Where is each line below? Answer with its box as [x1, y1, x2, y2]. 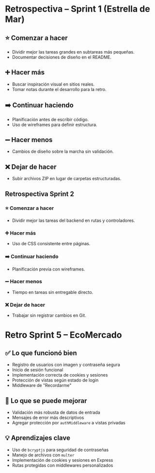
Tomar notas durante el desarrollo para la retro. [12, 86, 107, 92]
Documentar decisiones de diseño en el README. [12, 55, 111, 60]
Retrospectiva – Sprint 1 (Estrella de [5, 3, 150, 15]
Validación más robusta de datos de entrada [12, 409, 100, 415]
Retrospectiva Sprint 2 [5, 190, 74, 198]
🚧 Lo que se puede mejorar [5, 397, 87, 405]
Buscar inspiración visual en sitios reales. [12, 81, 95, 87]
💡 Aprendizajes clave [5, 434, 70, 442]
